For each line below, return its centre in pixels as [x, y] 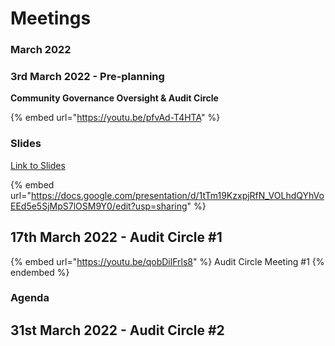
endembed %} [40, 272]
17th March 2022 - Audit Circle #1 [116, 237]
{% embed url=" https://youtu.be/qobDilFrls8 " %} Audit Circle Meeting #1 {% [167, 261]
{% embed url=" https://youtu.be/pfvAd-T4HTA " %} [115, 118]
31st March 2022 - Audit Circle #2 [117, 330]
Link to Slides [38, 165]
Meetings [51, 18]
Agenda [30, 298]
